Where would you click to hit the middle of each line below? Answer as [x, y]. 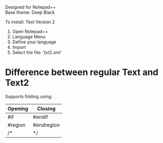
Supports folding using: [29, 96]
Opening [18, 108]
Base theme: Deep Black [30, 12]
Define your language [34, 42]
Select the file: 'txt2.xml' [37, 52]
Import [19, 47]
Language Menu [29, 37]
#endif [40, 117]
